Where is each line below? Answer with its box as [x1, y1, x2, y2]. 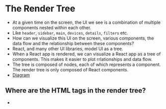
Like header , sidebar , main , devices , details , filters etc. [12, 30, 128, 36]
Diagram [12, 72, 30, 78]
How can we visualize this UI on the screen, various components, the [12, 35, 154, 41]
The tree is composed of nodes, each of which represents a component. [12, 61, 161, 67]
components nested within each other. [12, 24, 91, 30]
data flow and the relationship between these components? [12, 40, 134, 46]
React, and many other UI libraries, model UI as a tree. [12, 46, 123, 52]
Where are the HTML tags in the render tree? [5, 86, 146, 95]
